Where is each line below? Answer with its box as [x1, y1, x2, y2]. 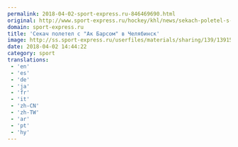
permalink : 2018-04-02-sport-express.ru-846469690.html [7, 10, 176, 18]
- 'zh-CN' [10, 102, 40, 110]
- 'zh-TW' [10, 109, 40, 116]
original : [7, 17, 37, 24]
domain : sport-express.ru [7, 23, 84, 30]
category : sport [7, 50, 55, 57]
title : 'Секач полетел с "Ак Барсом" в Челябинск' [7, 30, 160, 37]
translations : [7, 57, 50, 64]
